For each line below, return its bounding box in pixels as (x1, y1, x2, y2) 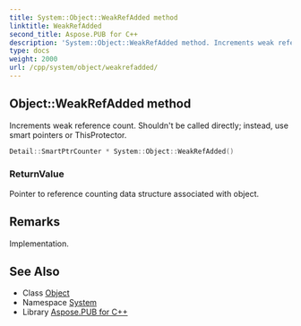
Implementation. (9, 238, 70, 249)
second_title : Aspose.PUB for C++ (9, 30, 139, 39)
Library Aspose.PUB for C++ (21, 306, 128, 318)
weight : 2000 (9, 55, 58, 64)
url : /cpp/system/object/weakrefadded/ (9, 64, 159, 73)
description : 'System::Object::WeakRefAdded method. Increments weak (9, 38, 275, 47)
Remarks (9, 214, 61, 229)
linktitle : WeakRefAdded (9, 21, 102, 30)
